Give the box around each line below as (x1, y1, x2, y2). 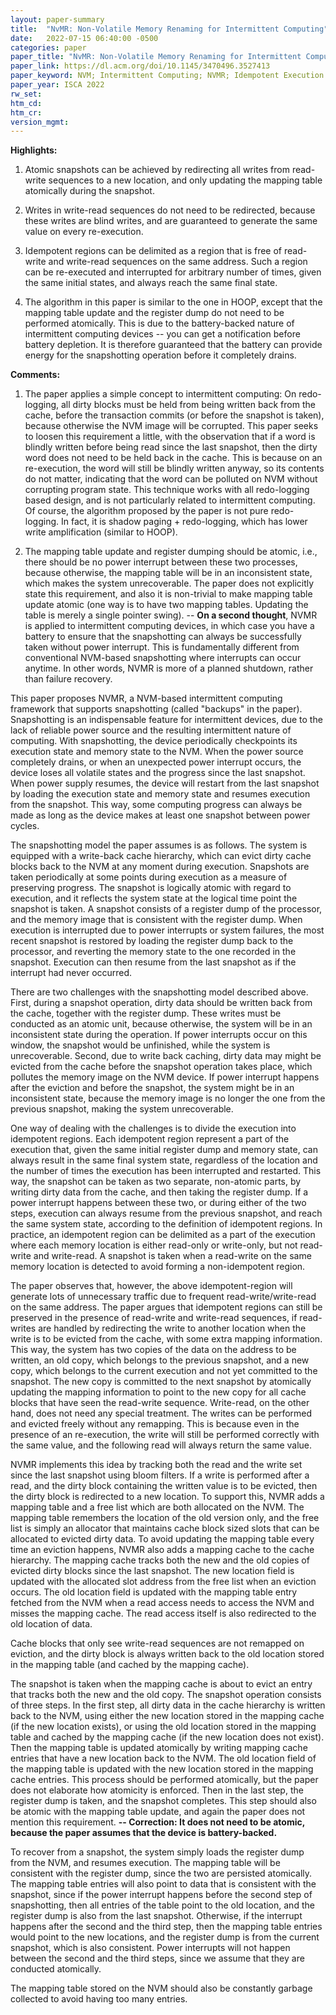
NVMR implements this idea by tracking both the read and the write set (10, 1459, 303, 1471)
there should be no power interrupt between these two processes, (24, 556, 298, 568)
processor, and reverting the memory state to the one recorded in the (10, 946, 297, 958)
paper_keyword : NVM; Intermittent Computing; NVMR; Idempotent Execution (10, 71, 325, 81)
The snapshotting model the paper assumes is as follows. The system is (10, 839, 308, 851)
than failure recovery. (24, 673, 113, 685)
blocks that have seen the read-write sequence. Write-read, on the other (10, 1397, 310, 1409)
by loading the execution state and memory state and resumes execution (10, 788, 311, 800)
